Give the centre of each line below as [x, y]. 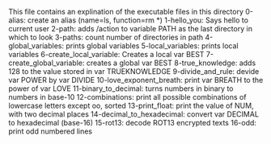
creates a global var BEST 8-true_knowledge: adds [171, 63]
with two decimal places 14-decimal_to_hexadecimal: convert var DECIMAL [133, 114]
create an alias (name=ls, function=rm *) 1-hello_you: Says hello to [138, 20]
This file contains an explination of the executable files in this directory [126, 12]
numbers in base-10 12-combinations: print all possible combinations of [127, 97]
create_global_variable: [47, 63]
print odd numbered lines [51, 131]
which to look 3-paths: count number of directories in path [106, 37]
